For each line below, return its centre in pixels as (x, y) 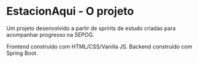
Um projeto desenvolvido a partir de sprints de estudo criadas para (91, 28)
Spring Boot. (22, 53)
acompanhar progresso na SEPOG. (51, 34)
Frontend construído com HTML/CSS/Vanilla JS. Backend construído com (99, 46)
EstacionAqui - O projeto (70, 11)
